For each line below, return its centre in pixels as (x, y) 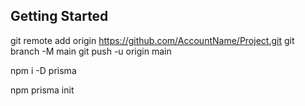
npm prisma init (42, 90)
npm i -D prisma (43, 70)
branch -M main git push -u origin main (91, 51)
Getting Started (59, 16)
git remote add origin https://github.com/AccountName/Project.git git (152, 40)
